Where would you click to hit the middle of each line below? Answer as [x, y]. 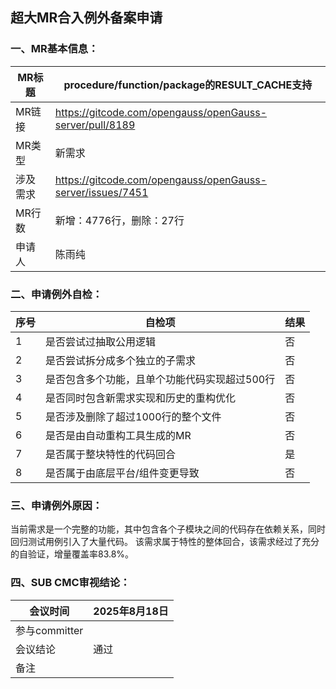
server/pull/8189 [95, 125]
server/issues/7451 [101, 192]
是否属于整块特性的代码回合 [111, 454]
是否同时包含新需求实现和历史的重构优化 [141, 398]
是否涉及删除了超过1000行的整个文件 [133, 416]
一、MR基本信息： [54, 49]
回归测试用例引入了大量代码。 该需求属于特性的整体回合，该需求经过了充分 [165, 542]
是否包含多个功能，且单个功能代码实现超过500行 [160, 379]
